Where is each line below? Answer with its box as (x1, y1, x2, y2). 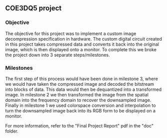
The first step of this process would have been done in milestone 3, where (5, 75, 158, 82)
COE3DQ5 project (5, 4, 61, 13)
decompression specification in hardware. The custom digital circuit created (5, 36, 162, 42)
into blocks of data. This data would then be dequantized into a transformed (5, 86, 161, 92)
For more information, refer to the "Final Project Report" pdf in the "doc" (5, 122, 154, 128)
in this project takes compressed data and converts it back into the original (5, 41, 159, 47)
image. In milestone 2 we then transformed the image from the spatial (5, 91, 149, 97)
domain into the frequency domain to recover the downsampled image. (5, 97, 151, 103)
